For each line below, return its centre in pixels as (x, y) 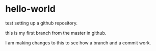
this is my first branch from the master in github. (56, 33)
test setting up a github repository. (42, 23)
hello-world (31, 9)
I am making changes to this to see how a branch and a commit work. (78, 43)
